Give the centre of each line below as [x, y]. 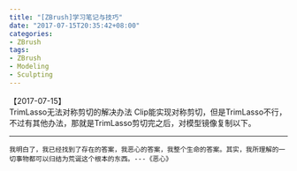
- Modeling [29, 67]
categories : [31, 33]
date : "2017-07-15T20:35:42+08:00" [75, 26]
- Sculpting [31, 75]
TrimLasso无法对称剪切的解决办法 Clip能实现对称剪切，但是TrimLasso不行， [148, 112]
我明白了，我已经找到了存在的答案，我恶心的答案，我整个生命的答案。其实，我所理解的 [144, 149]
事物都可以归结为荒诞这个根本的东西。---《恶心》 [94, 159]
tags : [19, 50]
